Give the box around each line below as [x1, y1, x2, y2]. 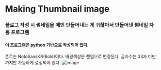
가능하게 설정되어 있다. [17, 60, 61, 66]
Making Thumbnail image [5, 3, 110, 15]
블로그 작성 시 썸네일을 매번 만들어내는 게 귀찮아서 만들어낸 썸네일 [5, 22, 148, 29]
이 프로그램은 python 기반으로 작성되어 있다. [5, 42, 89, 48]
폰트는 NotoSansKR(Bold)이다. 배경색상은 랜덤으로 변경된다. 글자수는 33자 [5, 53, 147, 59]
